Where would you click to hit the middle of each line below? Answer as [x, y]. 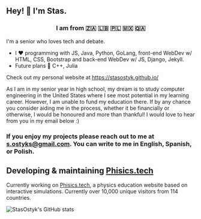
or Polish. [20, 151]
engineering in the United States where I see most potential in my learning [97, 95]
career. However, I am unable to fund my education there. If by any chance [98, 101]
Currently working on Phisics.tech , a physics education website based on [97, 185]
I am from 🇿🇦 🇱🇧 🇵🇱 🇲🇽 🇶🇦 [101, 28]
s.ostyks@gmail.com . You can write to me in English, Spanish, [99, 143]
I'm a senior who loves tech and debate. [55, 41]
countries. [19, 198]
